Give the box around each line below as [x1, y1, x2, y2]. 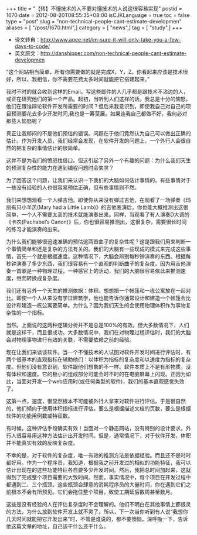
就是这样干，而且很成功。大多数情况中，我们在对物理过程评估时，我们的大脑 [6, 329, 191, 335]
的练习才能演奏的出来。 [6, 226, 63, 232]
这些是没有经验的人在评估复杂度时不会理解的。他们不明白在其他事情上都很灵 [6, 501, 191, 507]
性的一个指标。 [11, 309, 47, 316]
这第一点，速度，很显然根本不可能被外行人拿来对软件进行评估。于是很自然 [6, 397, 186, 404]
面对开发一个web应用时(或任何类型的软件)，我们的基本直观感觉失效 [21, 378, 185, 385]
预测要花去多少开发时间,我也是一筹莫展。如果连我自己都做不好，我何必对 [11, 110, 188, 117]
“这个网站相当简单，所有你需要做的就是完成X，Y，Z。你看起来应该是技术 [6, 68, 184, 75]
